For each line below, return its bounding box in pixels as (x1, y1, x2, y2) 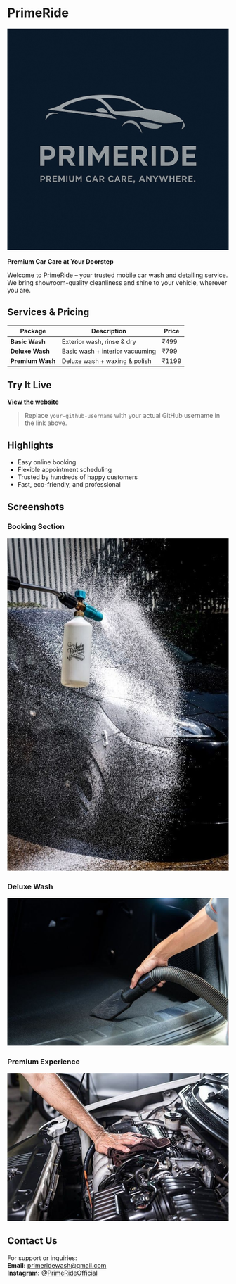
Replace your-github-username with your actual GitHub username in (24, 412, 220, 420)
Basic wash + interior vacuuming (62, 347, 157, 355)
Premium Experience (7, 1057, 80, 1067)
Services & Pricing (7, 306, 90, 318)
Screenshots (7, 501, 65, 513)
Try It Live (7, 379, 52, 391)
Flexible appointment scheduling (17, 466, 112, 474)
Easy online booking (17, 458, 77, 466)
